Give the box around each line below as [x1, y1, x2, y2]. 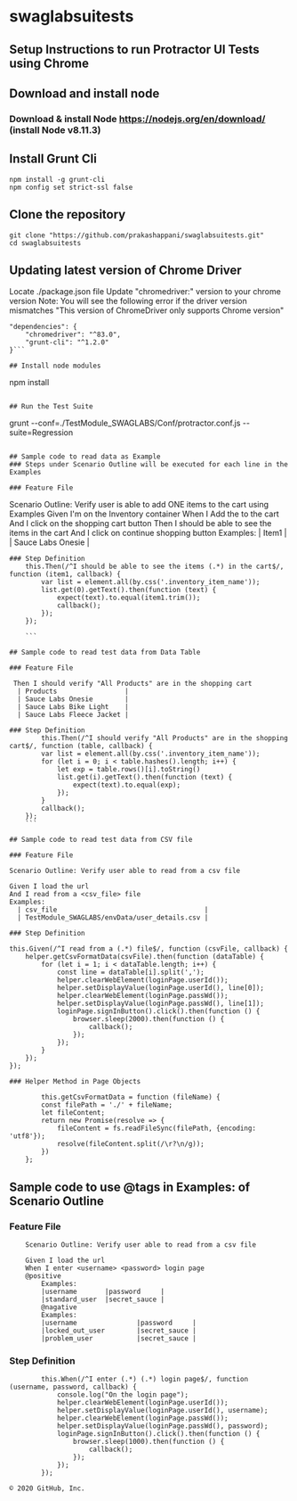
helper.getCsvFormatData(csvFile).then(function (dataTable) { [25, 953, 265, 961]
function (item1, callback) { [9, 570, 122, 579]
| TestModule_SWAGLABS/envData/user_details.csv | [17, 913, 209, 922]
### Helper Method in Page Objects [9, 1077, 141, 1086]
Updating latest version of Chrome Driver [9, 262, 242, 277]
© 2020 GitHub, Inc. [9, 1484, 86, 1493]
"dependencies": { [9, 323, 77, 332]
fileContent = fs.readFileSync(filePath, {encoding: [56, 1124, 256, 1134]
